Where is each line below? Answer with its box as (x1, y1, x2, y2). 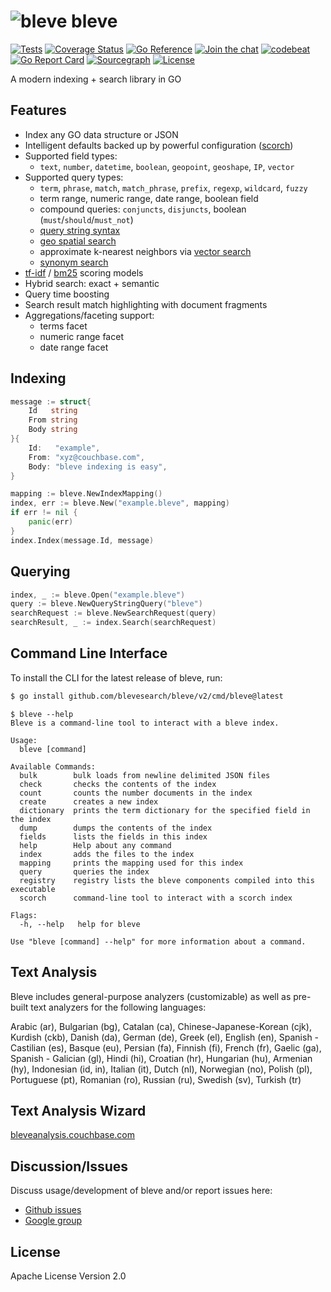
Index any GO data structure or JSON (24, 128, 179, 140)
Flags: (10, 910, 38, 920)
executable (10, 884, 56, 894)
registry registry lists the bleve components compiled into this (19, 875, 315, 885)
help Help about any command (19, 840, 172, 850)
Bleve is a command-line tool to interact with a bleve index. (10, 718, 280, 728)
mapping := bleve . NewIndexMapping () (10, 489, 163, 499)
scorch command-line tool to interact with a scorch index (19, 893, 293, 903)
